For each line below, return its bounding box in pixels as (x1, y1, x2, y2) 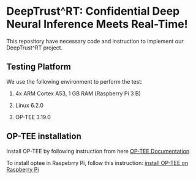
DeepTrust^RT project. (6, 44, 63, 51)
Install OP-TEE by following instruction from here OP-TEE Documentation (6, 147, 190, 155)
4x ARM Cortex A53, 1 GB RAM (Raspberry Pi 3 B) (15, 90, 141, 97)
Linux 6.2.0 (15, 101, 44, 109)
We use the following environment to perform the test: (6, 78, 143, 85)
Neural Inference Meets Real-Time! (6, 17, 188, 31)
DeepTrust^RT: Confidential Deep (6, 4, 180, 18)
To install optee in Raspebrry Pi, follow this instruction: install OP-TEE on (6, 159, 189, 166)
